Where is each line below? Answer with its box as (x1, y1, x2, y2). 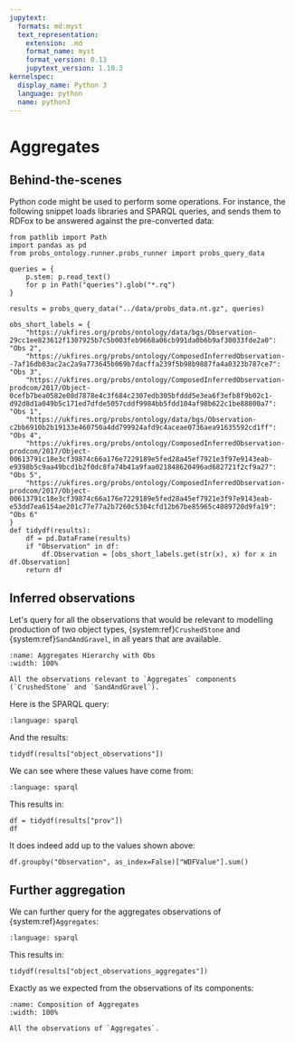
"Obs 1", (9, 407, 43, 416)
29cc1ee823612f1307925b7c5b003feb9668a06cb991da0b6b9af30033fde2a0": (9, 336, 278, 345)
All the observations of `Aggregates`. (9, 1024, 160, 1033)
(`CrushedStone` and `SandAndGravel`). (9, 683, 160, 693)
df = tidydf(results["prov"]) (9, 817, 124, 826)
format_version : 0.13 (25, 55, 107, 64)
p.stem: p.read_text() (25, 272, 111, 282)
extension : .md (25, 38, 83, 48)
